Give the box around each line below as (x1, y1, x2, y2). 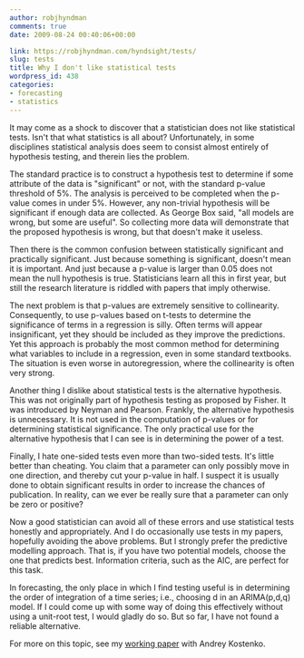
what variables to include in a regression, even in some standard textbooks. (9, 348, 292, 359)
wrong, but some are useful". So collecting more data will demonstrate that (9, 217, 289, 227)
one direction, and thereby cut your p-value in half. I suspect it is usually (9, 469, 279, 480)
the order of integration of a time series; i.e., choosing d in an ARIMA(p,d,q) (9, 591, 291, 603)
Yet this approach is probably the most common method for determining (9, 338, 279, 349)
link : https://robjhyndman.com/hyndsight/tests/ (9, 46, 197, 55)
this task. (9, 564, 44, 576)
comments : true (9, 22, 67, 31)
